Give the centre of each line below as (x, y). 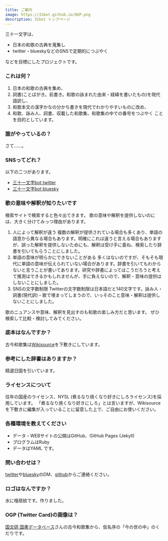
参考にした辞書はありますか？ (41, 359)
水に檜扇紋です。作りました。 (36, 501)
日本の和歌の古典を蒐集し (39, 45)
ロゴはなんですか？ (28, 489)
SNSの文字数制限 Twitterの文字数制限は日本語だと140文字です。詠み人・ (88, 289)
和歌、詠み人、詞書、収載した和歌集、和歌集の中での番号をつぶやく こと (88, 113)
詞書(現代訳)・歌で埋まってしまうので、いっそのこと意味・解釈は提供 (84, 295)
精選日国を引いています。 (31, 371)
